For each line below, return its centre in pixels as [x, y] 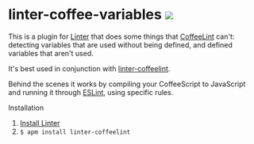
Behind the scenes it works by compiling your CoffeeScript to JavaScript [127, 84]
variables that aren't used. [51, 53]
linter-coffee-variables [85, 15]
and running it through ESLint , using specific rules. [91, 92]
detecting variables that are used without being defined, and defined [120, 44]
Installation [26, 108]
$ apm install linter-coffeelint [75, 132]
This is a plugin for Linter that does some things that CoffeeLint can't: [121, 36]
